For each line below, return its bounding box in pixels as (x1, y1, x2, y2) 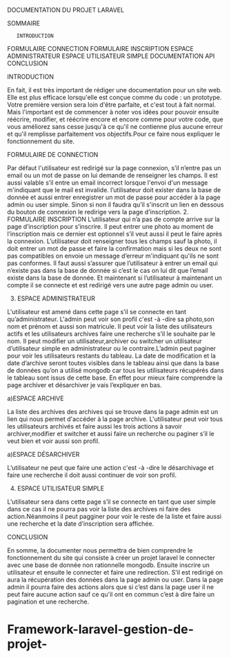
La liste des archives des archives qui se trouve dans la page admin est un (7, 408, 219, 415)
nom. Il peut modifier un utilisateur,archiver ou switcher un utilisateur (7, 337, 202, 345)
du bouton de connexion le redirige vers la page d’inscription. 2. (7, 208, 189, 216)
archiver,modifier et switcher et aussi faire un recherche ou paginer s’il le (7, 430, 215, 438)
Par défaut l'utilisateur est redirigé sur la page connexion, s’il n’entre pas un (7, 164, 221, 172)
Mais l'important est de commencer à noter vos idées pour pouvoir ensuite (7, 108, 219, 116)
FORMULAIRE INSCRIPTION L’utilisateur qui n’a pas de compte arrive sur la (7, 215, 220, 223)
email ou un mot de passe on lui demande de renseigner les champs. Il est (7, 172, 219, 179)
